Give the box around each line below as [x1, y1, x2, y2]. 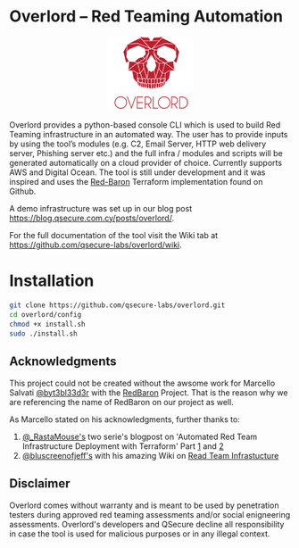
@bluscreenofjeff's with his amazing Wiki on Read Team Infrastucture [21, 450, 279, 461]
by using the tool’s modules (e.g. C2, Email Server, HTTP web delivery [9, 138, 267, 149]
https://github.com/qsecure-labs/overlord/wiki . [9, 239, 183, 250]
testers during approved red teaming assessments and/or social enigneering [9, 509, 291, 519]
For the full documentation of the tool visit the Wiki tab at [9, 229, 219, 240]
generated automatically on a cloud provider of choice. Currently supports [9, 157, 283, 168]
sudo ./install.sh [9, 329, 78, 338]
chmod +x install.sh [9, 320, 87, 329]
